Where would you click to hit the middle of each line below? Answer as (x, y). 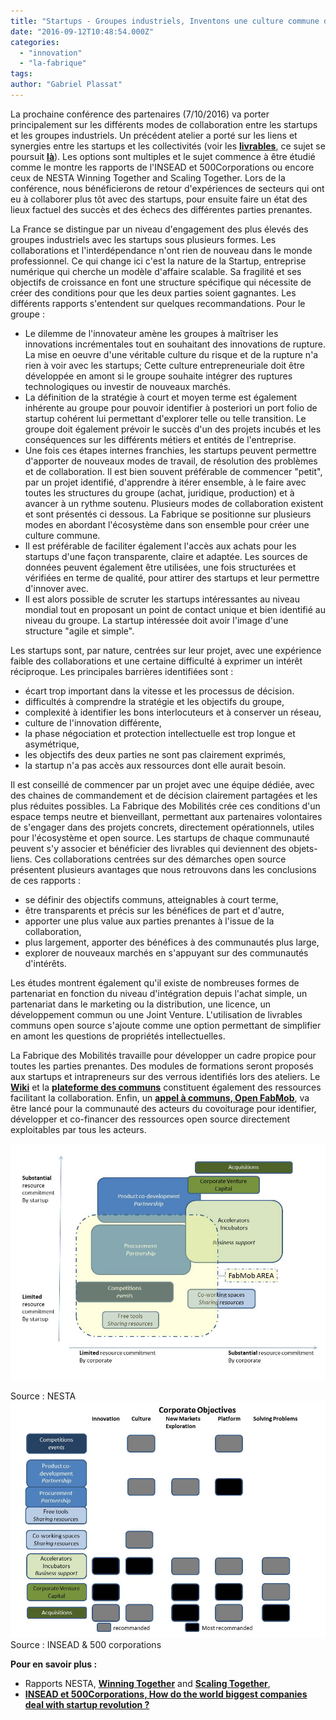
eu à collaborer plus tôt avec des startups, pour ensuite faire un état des (159, 199)
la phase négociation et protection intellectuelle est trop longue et (160, 733)
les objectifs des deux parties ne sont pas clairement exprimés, (155, 754)
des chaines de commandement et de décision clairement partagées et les (164, 795)
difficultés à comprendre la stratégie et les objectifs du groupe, (154, 701)
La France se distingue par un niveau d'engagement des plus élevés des (159, 229)
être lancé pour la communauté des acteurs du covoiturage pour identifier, (163, 1108)
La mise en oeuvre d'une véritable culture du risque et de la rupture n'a (171, 354)
